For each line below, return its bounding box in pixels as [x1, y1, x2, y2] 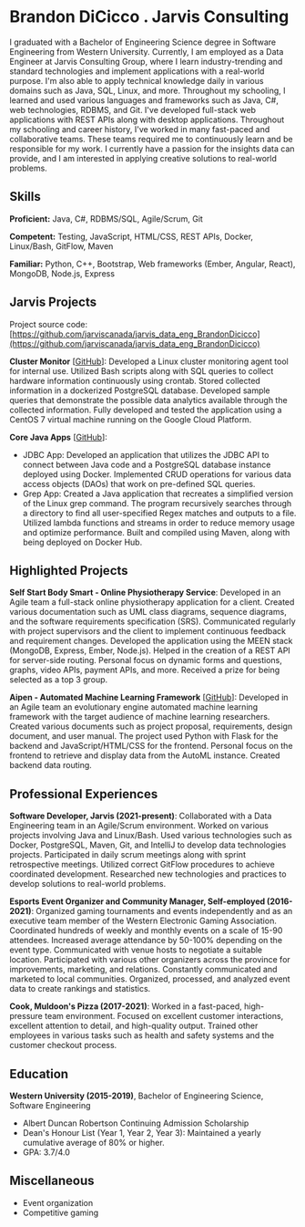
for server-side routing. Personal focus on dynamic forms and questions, [9, 655, 282, 666]
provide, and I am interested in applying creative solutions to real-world [9, 152, 278, 163]
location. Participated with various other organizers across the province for [9, 954, 291, 965]
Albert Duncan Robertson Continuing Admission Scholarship [22, 1118, 249, 1128]
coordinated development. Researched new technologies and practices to [9, 868, 287, 879]
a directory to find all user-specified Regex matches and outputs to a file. [22, 507, 297, 518]
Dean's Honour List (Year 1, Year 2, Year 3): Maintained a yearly [22, 1128, 261, 1138]
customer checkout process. [9, 1040, 117, 1051]
